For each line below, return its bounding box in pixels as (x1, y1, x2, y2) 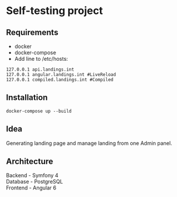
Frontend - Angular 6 (6, 184, 57, 191)
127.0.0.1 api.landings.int (6, 67, 75, 72)
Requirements (6, 27, 58, 37)
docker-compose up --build (6, 108, 72, 114)
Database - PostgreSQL (6, 178, 63, 185)
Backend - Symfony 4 (6, 172, 58, 179)
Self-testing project (6, 4, 103, 18)
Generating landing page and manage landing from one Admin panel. (6, 139, 172, 147)
